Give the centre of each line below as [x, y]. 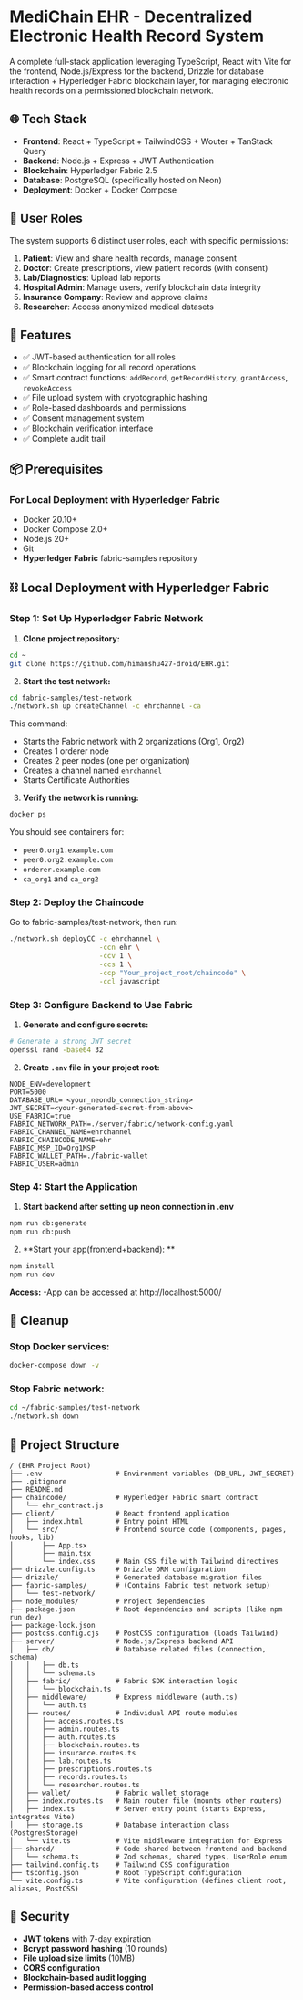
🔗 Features [40, 335]
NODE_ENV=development [50, 1084]
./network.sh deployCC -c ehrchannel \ [85, 939]
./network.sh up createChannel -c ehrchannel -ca [106, 706]
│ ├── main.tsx [50, 1553]
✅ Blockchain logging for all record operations [109, 368]
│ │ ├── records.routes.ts [69, 1776]
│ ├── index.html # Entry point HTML [99, 1521]
